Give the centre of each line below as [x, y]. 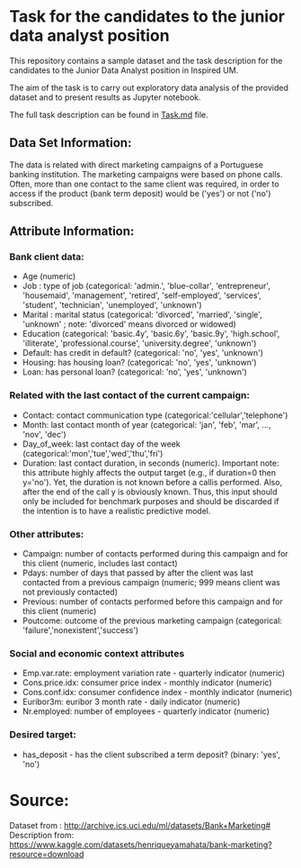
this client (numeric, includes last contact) [100, 564]
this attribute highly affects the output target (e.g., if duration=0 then [149, 472]
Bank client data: [47, 257]
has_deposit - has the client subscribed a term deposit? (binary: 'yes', [151, 755]
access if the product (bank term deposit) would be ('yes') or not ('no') [140, 193]
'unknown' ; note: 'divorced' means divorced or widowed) [129, 324]
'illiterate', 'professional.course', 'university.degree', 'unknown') [139, 343]
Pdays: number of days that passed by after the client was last [138, 573]
